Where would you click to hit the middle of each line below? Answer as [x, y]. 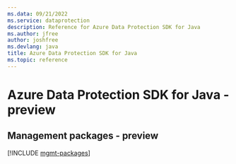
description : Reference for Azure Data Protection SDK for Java [104, 27]
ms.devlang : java [33, 47]
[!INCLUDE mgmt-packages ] [49, 153]
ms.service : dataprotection [49, 20]
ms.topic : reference [38, 60]
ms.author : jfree [33, 34]
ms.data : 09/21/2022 [38, 14]
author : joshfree [33, 40]
